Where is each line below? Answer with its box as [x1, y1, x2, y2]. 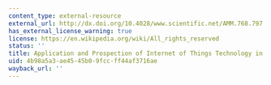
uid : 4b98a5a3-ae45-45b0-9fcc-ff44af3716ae [8, 57, 158, 66]
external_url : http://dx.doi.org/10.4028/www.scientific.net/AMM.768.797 [8, 19, 264, 28]
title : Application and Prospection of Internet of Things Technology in [8, 49, 264, 57]
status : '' [8, 42, 45, 50]
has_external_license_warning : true [8, 27, 132, 35]
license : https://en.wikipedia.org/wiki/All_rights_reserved [8, 34, 220, 43]
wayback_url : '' [8, 65, 63, 73]
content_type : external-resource [8, 11, 122, 20]
